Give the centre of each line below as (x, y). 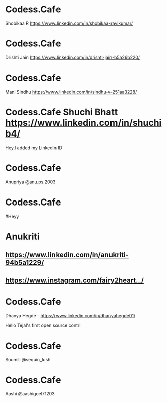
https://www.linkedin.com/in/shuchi (83, 123)
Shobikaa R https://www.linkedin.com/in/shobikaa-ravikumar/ (69, 23)
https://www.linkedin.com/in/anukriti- (67, 255)
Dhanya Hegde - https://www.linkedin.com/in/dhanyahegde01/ (70, 315)
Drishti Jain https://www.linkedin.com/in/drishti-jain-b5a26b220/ (73, 57)
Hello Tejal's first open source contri (43, 325)
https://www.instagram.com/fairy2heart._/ (74, 280)
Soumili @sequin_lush (28, 360)
